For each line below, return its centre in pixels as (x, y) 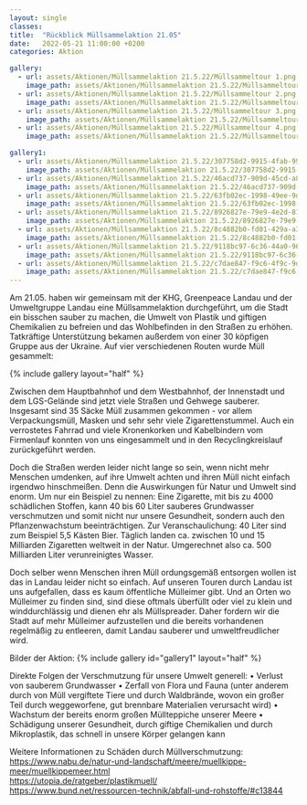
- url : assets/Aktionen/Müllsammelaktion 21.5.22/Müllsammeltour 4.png (157, 128)
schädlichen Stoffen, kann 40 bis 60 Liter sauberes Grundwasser (132, 506)
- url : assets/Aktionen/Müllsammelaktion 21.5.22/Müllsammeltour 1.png (157, 77)
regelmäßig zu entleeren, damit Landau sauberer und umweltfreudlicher (145, 630)
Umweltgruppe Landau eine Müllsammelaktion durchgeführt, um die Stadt (149, 308)
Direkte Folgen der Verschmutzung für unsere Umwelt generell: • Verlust (146, 676)
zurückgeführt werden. (53, 450)
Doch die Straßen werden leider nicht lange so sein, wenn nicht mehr (139, 468)
